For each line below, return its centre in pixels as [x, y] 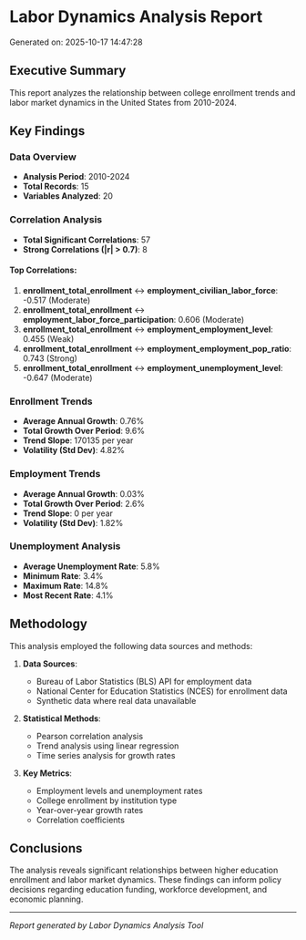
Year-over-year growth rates [90, 810]
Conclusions [46, 848]
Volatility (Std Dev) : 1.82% [73, 522]
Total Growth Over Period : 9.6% [84, 431]
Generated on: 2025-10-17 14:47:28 [76, 42]
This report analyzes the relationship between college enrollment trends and [153, 92]
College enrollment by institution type [107, 801]
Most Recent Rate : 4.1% [68, 595]
